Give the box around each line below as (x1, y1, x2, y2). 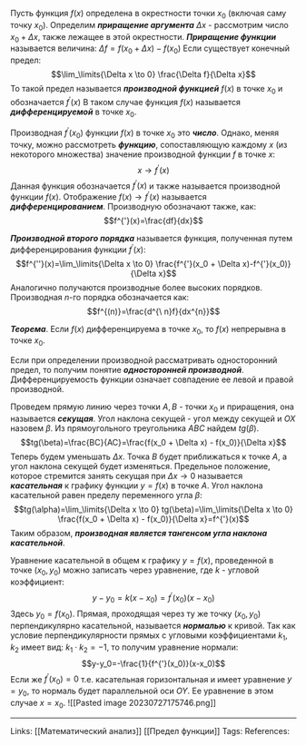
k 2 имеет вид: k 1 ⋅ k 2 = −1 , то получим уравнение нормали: (10, 642, 239, 654)
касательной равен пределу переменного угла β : (10, 489, 202, 500)
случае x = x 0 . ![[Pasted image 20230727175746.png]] (10, 697, 217, 711)
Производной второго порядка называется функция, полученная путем (10, 232, 293, 243)
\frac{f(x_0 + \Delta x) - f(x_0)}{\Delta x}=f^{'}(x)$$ (57, 513, 250, 524)
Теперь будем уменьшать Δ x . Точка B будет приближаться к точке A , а (10, 451, 288, 462)
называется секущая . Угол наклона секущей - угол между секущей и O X (10, 413, 296, 424)
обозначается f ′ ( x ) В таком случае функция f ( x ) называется (10, 94, 242, 107)
